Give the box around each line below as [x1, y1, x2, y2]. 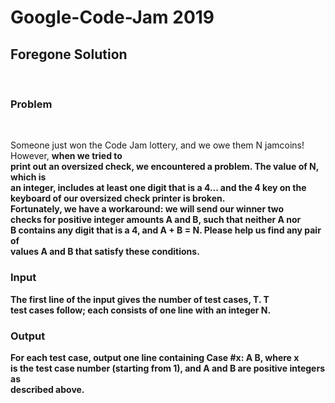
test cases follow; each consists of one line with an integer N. [10, 304, 272, 316]
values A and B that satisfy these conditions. [10, 246, 200, 258]
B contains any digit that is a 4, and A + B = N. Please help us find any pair [10, 224, 322, 236]
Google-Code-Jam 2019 [10, 6, 215, 29]
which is [10, 171, 47, 183]
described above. [10, 383, 85, 395]
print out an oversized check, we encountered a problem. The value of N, [10, 161, 320, 173]
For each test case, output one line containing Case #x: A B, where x [10, 351, 300, 363]
